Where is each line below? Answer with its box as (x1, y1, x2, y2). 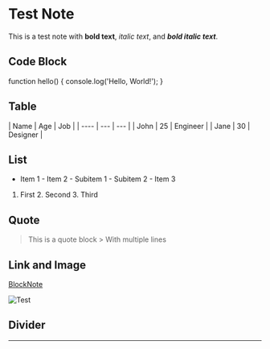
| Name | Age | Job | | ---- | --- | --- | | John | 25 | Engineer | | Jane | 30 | (8, 121, 251, 131)
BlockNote (8, 280, 43, 289)
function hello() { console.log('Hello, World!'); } (8, 76, 163, 85)
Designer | (8, 130, 43, 139)
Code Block (8, 55, 67, 69)
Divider (8, 318, 46, 332)
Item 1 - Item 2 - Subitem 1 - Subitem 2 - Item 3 (19, 174, 176, 184)
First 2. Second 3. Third (19, 190, 99, 200)
